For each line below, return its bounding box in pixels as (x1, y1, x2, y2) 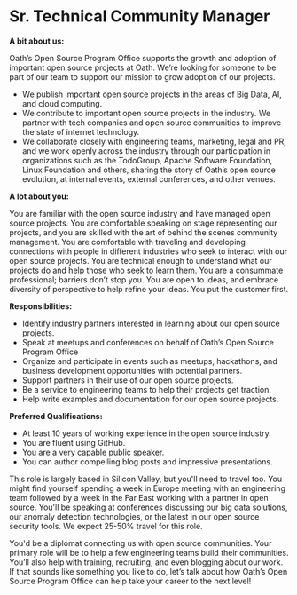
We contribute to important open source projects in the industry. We (21, 107, 271, 118)
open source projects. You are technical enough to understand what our (9, 255, 272, 266)
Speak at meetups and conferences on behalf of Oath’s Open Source (21, 337, 275, 347)
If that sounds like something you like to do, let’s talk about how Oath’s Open (9, 566, 288, 576)
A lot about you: (9, 191, 69, 202)
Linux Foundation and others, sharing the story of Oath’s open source (21, 164, 277, 175)
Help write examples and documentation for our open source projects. (21, 393, 279, 404)
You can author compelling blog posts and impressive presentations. (21, 456, 273, 467)
